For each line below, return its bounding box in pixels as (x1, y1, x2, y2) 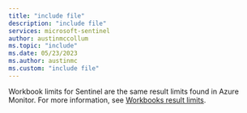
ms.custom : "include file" (8, 65, 100, 73)
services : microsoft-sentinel (8, 27, 111, 35)
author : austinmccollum (8, 34, 89, 43)
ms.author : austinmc (8, 57, 79, 65)
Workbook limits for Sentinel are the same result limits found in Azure (8, 86, 239, 96)
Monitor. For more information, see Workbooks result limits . (8, 94, 207, 105)
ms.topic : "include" (8, 42, 79, 50)
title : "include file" (8, 11, 85, 20)
